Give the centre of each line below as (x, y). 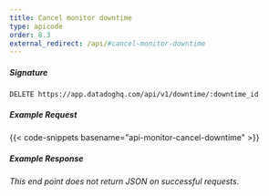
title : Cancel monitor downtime (71, 18)
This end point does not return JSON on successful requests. (124, 181)
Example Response (47, 158)
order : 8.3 (30, 35)
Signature (29, 72)
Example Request (43, 114)
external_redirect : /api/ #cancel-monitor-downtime (108, 43)
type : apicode (36, 26)
